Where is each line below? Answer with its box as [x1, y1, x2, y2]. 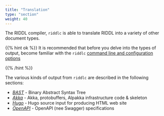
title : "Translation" [5, 7, 50, 12]
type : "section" [5, 12, 39, 17]
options [5, 56, 21, 61]
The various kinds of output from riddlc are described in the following [5, 75, 149, 81]
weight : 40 [5, 16, 28, 21]
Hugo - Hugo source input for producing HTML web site [12, 100, 127, 106]
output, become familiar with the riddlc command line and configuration [5, 50, 154, 56]
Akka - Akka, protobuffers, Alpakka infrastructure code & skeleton [12, 95, 148, 101]
